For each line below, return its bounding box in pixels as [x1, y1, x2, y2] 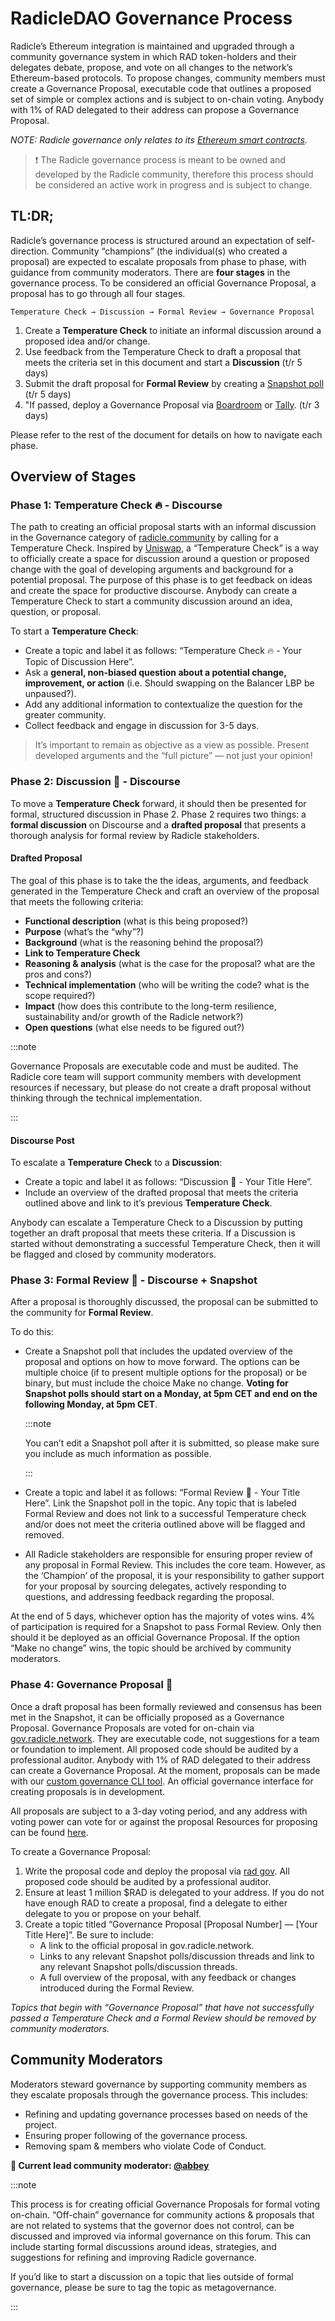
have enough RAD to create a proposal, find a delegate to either [24, 1897, 288, 1909]
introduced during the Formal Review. [39, 1982, 195, 1994]
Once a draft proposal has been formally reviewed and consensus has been [10, 1700, 323, 1712]
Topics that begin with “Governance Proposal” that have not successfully [10, 2001, 315, 2013]
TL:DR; [10, 208, 55, 225]
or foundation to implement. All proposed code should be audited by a [10, 1743, 299, 1755]
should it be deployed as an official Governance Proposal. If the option [10, 1632, 301, 1644]
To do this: [10, 1326, 54, 1338]
